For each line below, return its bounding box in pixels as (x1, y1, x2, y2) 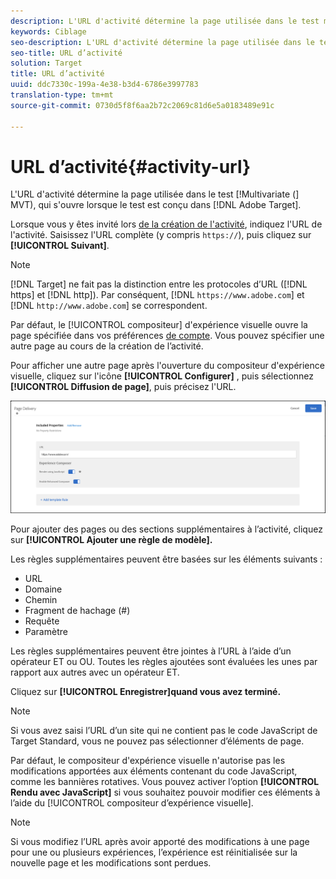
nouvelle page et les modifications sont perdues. (10, 857, 212, 869)
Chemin (24, 594, 58, 606)
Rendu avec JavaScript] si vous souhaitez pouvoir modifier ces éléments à (10, 786, 321, 799)
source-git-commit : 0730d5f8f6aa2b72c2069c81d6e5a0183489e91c (10, 100, 275, 110)
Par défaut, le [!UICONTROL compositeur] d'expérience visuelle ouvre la (10, 319, 308, 331)
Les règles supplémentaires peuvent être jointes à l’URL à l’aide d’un (10, 645, 292, 657)
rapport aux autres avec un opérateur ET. (10, 666, 180, 679)
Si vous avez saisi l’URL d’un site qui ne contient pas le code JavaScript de (10, 725, 318, 737)
